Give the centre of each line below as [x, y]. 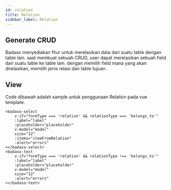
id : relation [19, 10]
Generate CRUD [31, 40]
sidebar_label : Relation [32, 19]
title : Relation [22, 15]
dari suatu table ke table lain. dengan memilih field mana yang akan [76, 63]
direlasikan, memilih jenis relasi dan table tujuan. [56, 69]
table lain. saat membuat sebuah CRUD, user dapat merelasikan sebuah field [86, 58]
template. [15, 102]
